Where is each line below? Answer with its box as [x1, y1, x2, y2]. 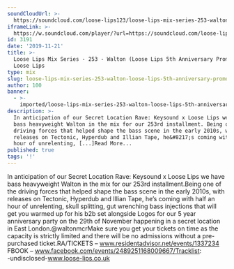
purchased [7, 239, 38, 247]
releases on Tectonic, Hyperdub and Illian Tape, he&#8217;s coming [13, 133, 217, 140]
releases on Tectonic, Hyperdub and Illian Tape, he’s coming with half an [7, 194, 215, 203]
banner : [7, 88, 30, 95]
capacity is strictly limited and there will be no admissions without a [7, 231, 201, 240]
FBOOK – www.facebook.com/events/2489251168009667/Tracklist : [7, 246, 202, 255]
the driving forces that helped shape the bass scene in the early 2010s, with [7, 187, 225, 196]
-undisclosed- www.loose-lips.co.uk [7, 254, 110, 262]
